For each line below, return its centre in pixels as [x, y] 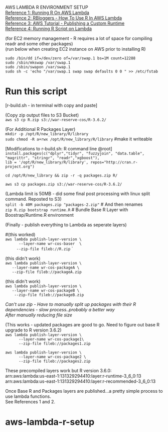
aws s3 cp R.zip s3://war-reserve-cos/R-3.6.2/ [56, 120]
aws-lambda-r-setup [50, 422]
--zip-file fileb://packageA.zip [47, 272]
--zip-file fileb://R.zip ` [45, 248]
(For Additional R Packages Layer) [40, 129]
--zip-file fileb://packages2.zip [55, 361]
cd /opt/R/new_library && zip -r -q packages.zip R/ [61, 176]
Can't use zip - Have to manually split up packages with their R [71, 304]
